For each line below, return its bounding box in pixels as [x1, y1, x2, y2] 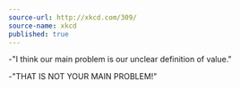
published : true [8, 29, 69, 38]
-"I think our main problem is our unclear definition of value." [8, 54, 232, 65]
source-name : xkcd [8, 21, 77, 30]
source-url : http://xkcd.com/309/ [8, 12, 138, 22]
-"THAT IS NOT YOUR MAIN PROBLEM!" [8, 71, 158, 82]
